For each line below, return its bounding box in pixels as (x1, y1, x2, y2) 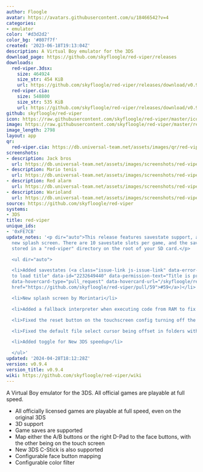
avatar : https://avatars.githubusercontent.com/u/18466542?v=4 (6, 15, 169, 21)
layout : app (6, 133, 36, 139)
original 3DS (14, 413, 47, 421)
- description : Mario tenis (6, 167, 77, 173)
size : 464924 (17, 71, 50, 77)
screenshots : (6, 150, 39, 156)
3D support (14, 420, 43, 427)
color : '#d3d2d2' (6, 32, 50, 38)
